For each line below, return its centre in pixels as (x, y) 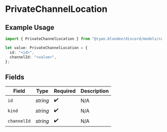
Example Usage (30, 28)
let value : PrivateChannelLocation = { (46, 48)
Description (95, 91)
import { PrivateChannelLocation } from (48, 39)
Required (65, 91)
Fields (15, 77)
